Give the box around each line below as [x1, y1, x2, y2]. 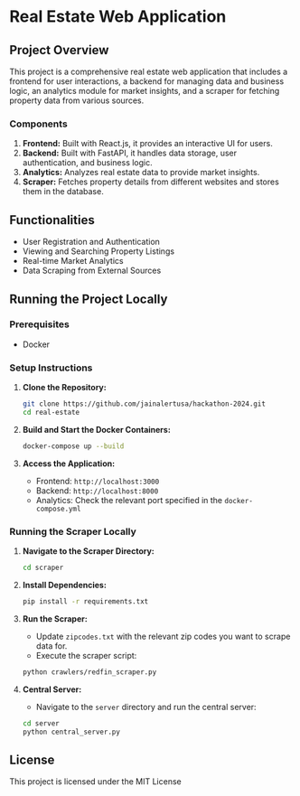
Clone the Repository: [22, 382, 107, 393]
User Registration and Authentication [22, 237, 161, 248]
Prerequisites [9, 318, 70, 331]
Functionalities [9, 212, 95, 228]
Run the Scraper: [22, 613, 88, 624]
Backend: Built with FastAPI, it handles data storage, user [22, 147, 238, 159]
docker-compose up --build [22, 441, 125, 451]
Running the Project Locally [9, 291, 168, 306]
